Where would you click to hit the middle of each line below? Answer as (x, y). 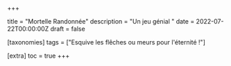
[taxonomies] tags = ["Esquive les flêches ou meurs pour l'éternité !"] (106, 42)
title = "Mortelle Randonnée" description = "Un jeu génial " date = (101, 21)
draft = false (68, 29)
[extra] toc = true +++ (38, 56)
